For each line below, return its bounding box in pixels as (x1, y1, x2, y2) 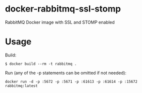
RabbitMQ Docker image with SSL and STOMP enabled (5, 19, 115, 25)
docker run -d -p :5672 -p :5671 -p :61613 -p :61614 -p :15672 (5, 79, 138, 84)
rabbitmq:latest (5, 83, 38, 88)
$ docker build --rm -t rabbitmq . (5, 61, 77, 66)
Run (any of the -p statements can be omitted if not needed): (5, 70, 127, 76)
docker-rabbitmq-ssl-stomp (5, 3, 121, 14)
